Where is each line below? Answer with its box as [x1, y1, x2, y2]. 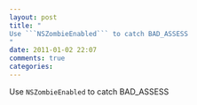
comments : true [9, 54, 66, 63]
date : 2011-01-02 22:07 [9, 46, 98, 55]
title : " [9, 21, 42, 30]
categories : [9, 63, 53, 71]
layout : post [9, 12, 58, 22]
